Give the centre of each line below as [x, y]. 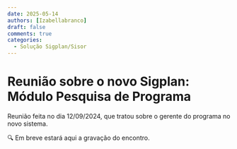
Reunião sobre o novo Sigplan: [98, 82]
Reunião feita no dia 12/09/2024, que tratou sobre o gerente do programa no [119, 116]
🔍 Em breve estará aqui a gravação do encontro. [79, 138]
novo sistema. [28, 124]
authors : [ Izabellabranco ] [47, 20]
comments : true [30, 34]
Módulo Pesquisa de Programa [99, 97]
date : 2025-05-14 [33, 14]
